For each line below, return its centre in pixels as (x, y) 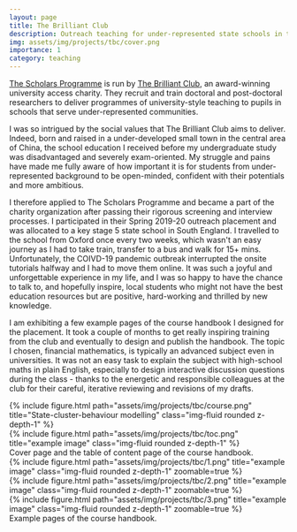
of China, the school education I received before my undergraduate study (143, 148)
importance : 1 (35, 50)
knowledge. (30, 305)
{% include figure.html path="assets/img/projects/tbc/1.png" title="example (147, 462)
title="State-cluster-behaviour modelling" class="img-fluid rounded (132, 415)
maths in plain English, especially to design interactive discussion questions (147, 369)
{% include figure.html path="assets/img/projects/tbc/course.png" (131, 406)
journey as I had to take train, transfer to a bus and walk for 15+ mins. (135, 249)
